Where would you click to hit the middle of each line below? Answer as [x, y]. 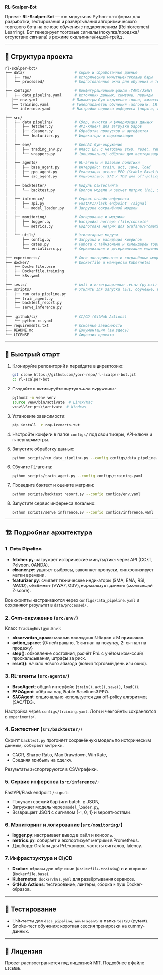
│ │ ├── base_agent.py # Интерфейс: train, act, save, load [78, 167]
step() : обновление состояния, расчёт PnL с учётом [66, 653]
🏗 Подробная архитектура [49, 533]
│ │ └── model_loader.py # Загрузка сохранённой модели [71, 208]
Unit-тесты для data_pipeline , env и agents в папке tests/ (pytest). [80, 921]
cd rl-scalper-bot [31, 380]
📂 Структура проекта [39, 57]
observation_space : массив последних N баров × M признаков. [78, 638]
